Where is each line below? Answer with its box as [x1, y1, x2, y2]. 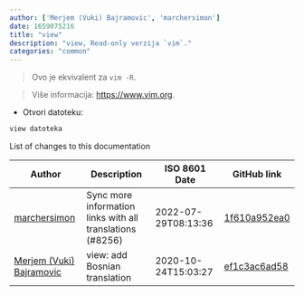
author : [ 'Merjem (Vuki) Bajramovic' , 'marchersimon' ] [9, 13, 221, 23]
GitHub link [232, 168, 282, 180]
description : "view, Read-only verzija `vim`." [9, 38, 193, 48]
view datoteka [9, 124, 63, 134]
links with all [86, 212, 138, 224]
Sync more [86, 189, 133, 201]
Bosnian [86, 260, 121, 272]
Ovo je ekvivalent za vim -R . [31, 72, 137, 82]
